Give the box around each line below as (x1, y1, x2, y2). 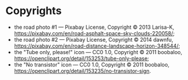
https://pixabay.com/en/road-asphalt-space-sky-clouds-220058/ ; (14, 29, 175, 36)
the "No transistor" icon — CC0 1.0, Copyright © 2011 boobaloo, (14, 61, 170, 68)
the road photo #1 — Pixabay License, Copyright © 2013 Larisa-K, (14, 24, 174, 31)
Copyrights (5, 4, 62, 18)
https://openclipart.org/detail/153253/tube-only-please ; (14, 55, 150, 62)
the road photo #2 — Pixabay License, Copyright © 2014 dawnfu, (14, 36, 173, 43)
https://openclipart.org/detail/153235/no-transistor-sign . (14, 67, 151, 74)
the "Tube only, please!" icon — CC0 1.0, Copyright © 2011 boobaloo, (14, 48, 183, 55)
